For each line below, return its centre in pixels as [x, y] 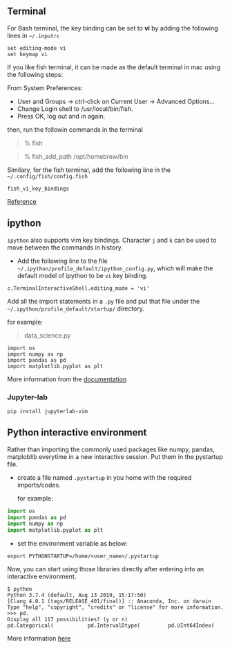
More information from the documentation [67, 379]
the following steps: [35, 74]
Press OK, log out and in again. [61, 116]
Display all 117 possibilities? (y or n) [68, 620]
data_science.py [47, 335]
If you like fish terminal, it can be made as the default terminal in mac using [114, 67]
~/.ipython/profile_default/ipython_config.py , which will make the [115, 268]
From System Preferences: [45, 88]
